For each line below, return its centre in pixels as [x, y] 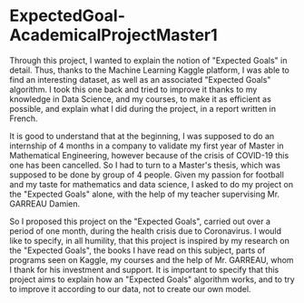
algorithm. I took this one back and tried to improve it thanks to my [133, 89]
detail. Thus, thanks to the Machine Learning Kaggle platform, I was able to [150, 70]
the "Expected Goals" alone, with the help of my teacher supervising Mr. [144, 194]
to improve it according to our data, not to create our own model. [130, 288]
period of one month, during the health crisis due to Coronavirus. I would [146, 231]
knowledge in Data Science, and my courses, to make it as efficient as [141, 99]
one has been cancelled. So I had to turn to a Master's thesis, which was [145, 165]
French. [24, 118]
